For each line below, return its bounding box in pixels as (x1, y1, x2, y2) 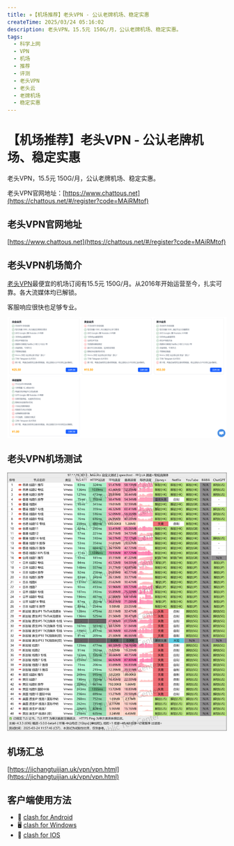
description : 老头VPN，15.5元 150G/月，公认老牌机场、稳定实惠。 (7, 26, 182, 33)
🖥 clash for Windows (17, 821, 77, 829)
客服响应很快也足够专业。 (7, 303, 81, 311)
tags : (7, 33, 23, 40)
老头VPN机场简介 (7, 260, 82, 272)
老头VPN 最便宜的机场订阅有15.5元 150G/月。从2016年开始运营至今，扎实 (7, 279, 216, 288)
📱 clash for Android (17, 813, 73, 822)
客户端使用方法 (7, 794, 72, 806)
